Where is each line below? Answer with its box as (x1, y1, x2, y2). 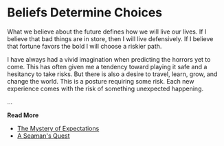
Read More (7, 111, 39, 119)
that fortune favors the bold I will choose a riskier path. (7, 42, 162, 50)
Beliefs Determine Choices (7, 5, 163, 21)
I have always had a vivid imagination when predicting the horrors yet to (7, 55, 211, 63)
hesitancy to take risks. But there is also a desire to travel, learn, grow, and (7, 70, 218, 78)
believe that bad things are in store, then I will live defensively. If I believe (7, 34, 214, 42)
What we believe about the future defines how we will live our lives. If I (7, 27, 207, 36)
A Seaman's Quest (16, 132, 70, 140)
